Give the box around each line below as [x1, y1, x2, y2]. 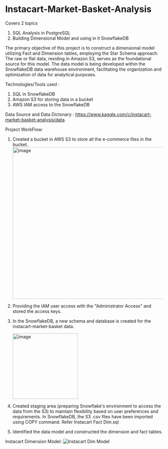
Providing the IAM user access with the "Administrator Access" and [12, 303, 151, 309]
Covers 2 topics [5, 20, 38, 26]
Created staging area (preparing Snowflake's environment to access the [12, 403, 161, 409]
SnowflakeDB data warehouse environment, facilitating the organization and [5, 66, 161, 72]
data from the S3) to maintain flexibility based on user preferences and [12, 408, 158, 414]
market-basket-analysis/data [5, 116, 65, 122]
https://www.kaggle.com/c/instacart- [75, 111, 151, 117]
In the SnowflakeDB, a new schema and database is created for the [12, 318, 151, 324]
